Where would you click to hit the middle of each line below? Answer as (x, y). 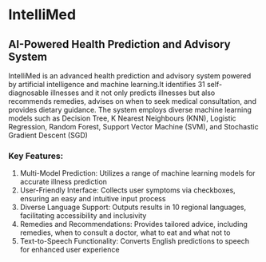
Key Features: (36, 156)
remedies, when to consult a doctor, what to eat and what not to (125, 232)
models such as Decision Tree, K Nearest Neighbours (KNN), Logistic (123, 118)
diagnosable (29, 93)
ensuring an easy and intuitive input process (93, 199)
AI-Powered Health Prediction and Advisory (119, 44)
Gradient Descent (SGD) (48, 135)
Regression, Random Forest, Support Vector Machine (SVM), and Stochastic (133, 127)
